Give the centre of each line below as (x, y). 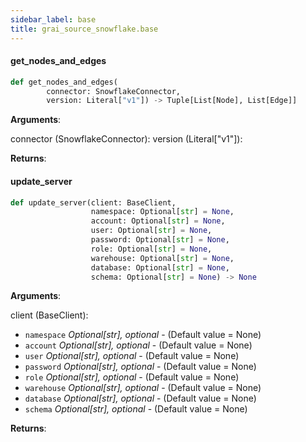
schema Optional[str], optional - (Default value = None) (136, 409)
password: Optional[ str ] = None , (160, 240)
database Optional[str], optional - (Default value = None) (140, 398)
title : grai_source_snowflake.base (84, 29)
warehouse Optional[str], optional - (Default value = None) (143, 388)
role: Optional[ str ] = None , (151, 249)
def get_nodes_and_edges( (64, 82)
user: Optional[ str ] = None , (151, 231)
